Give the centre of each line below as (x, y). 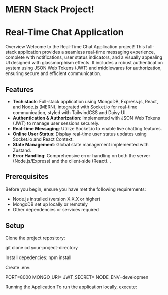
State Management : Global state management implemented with (80, 144)
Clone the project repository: (35, 238)
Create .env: (18, 267)
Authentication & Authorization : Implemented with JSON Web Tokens (87, 118)
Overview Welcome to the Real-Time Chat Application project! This (75, 47)
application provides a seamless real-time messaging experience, (86, 52)
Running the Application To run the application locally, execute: (71, 287)
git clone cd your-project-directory (42, 247)
